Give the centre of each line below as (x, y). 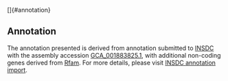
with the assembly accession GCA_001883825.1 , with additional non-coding (114, 55)
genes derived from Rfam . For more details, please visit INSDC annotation (112, 62)
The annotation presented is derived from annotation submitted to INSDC (111, 48)
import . (17, 70)
